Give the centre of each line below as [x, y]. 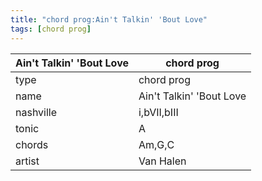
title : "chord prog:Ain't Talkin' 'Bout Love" [109, 19]
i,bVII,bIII [158, 112]
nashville [36, 112]
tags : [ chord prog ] [51, 29]
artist [27, 161]
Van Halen [162, 161]
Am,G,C [156, 144]
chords [32, 144]
